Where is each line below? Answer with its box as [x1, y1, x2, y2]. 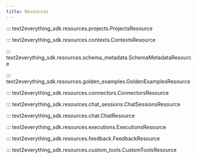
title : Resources [6, 8, 49, 15]
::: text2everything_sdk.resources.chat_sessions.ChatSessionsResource [6, 101, 181, 108]
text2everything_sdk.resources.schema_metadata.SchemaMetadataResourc [6, 54, 192, 61]
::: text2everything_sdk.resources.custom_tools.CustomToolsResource [6, 146, 177, 153]
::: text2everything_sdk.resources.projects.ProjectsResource [6, 25, 153, 32]
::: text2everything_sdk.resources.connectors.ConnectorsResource [6, 89, 169, 96]
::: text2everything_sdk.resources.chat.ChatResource [6, 112, 135, 119]
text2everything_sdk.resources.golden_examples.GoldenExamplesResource [6, 78, 191, 85]
